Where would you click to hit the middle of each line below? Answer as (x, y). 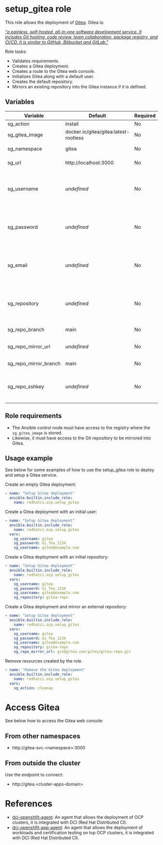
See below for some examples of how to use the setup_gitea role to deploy (80, 470)
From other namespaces (43, 736)
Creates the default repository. (43, 82)
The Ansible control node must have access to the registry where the (81, 428)
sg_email (17, 265)
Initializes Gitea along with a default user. (53, 76)
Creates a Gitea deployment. (41, 66)
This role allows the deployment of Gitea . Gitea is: (55, 22)
